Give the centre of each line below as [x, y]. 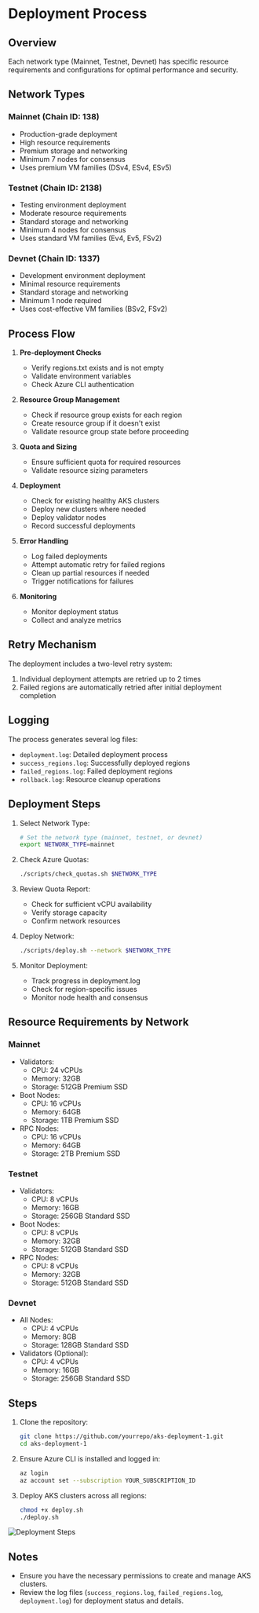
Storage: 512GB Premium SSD [79, 1086]
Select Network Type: [55, 823]
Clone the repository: [54, 1422]
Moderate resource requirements [73, 213]
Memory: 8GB [54, 1337]
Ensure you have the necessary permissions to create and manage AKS [135, 1576]
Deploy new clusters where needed [89, 509]
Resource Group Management [69, 400]
